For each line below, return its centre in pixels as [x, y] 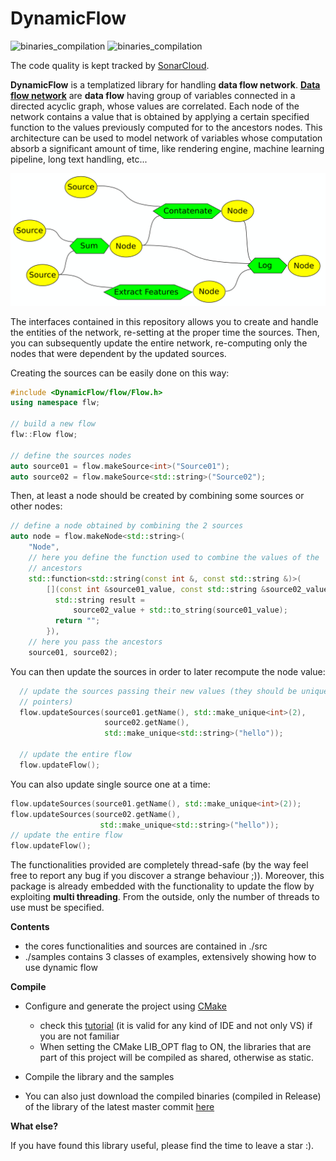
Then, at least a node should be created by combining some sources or [157, 496]
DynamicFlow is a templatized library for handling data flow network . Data [165, 84]
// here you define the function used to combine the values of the [174, 558]
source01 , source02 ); [73, 652]
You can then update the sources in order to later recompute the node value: [168, 671]
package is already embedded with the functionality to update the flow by [162, 886]
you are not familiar [79, 1036]
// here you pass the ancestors [95, 642]
